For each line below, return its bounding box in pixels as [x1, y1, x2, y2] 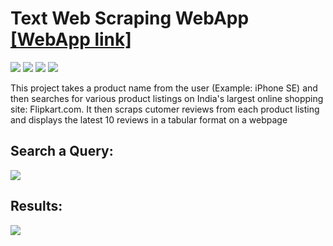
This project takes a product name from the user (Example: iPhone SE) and [10, 82, 318, 94]
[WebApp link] [10, 28, 132, 51]
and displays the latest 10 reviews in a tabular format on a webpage [10, 113, 288, 126]
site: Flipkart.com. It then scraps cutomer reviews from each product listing [10, 103, 320, 115]
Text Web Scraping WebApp [10, 7, 250, 30]
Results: [10, 198, 63, 215]
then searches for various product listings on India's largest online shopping [10, 92, 324, 104]
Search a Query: [10, 143, 114, 160]
